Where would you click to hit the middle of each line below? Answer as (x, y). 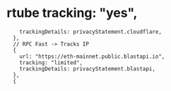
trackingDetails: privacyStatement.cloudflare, (90, 32)
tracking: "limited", (51, 62)
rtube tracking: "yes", (72, 13)
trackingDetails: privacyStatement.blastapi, (88, 68)
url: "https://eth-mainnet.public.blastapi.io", (92, 56)
